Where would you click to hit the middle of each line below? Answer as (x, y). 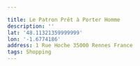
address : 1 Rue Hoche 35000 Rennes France (70, 46)
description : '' (31, 26)
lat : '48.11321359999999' (45, 33)
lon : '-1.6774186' (34, 39)
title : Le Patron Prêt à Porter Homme (64, 19)
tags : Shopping (29, 52)
